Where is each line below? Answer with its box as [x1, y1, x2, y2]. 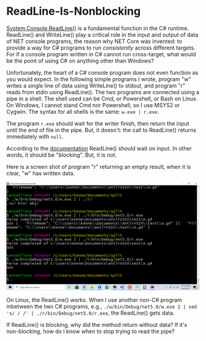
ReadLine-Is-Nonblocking [6, 4, 141, 18]
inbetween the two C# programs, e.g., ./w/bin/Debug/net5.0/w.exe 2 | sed [6, 303, 197, 310]
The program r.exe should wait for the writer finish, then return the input [6, 119, 189, 127]
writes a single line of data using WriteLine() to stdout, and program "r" [6, 81, 186, 89]
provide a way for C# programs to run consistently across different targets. [6, 44, 196, 51]
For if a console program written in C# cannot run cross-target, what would [6, 50, 196, 58]
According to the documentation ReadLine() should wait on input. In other [6, 144, 192, 152]
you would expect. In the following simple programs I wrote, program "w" [6, 75, 191, 83]
